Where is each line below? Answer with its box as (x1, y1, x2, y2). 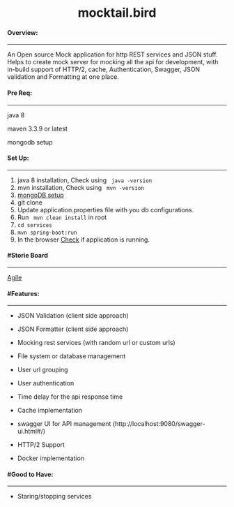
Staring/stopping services (17, 492, 92, 501)
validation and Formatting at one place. (7, 73, 120, 81)
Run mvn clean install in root (17, 213, 107, 221)
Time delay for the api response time (17, 392, 123, 401)
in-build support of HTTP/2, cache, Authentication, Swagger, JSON (7, 65, 201, 74)
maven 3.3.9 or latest (7, 124, 68, 133)
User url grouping (17, 365, 68, 374)
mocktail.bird (77, 5, 157, 21)
